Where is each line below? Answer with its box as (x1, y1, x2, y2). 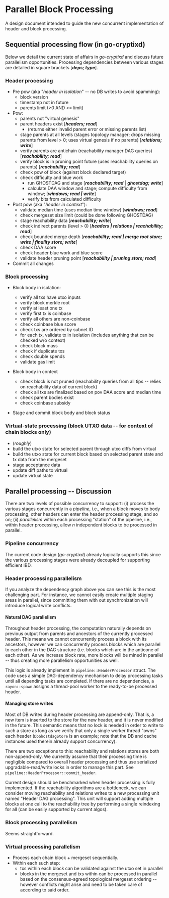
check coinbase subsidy (20, 400, 71, 406)
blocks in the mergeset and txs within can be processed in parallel (20, 871, 157, 877)
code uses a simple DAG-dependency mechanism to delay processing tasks (5, 672, 163, 679)
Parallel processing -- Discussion (5, 487, 112, 496)
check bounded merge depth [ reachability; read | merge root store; (20, 234, 162, 240)
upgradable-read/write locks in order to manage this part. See (5, 765, 134, 771)
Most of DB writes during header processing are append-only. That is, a (5, 711, 154, 717)
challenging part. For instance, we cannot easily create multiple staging (5, 592, 153, 598)
